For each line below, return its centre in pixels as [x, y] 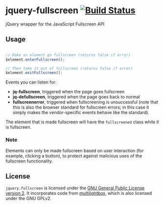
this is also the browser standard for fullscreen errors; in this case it [81, 107]
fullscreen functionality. [29, 161]
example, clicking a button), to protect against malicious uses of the [74, 156]
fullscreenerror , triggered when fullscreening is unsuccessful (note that [85, 102]
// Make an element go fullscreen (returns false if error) [68, 55]
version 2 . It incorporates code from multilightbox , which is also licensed [79, 193]
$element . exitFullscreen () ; [34, 73]
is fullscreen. [19, 127]
